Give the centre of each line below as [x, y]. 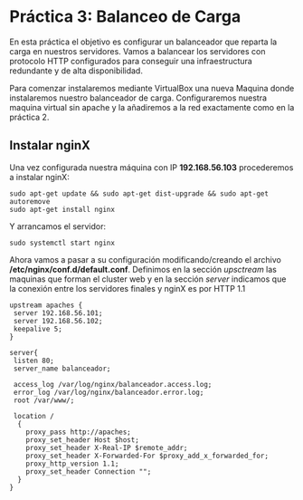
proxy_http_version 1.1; [72, 464]
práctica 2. [29, 117]
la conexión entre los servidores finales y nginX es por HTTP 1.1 [128, 288]
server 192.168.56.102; [58, 321]
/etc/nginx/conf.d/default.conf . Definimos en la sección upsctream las [143, 269]
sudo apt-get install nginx [62, 209]
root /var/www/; [44, 400]
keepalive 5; [38, 329]
